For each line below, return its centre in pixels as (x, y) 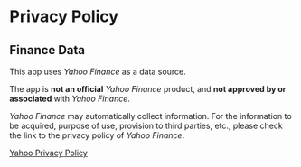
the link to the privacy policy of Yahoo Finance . (97, 135)
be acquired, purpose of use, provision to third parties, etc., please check (146, 125)
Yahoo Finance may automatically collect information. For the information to (150, 116)
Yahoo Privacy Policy (48, 153)
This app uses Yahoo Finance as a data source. (98, 71)
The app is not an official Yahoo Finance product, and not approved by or (148, 89)
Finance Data (47, 50)
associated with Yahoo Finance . (70, 98)
